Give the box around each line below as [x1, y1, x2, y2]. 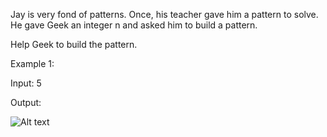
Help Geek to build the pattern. [10, 39, 138, 50]
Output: [10, 97, 42, 108]
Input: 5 [10, 77, 42, 89]
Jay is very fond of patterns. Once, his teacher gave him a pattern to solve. [10, 9, 319, 20]
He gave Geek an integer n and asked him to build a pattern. [10, 19, 258, 31]
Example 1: [10, 58, 55, 69]
